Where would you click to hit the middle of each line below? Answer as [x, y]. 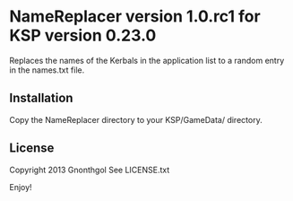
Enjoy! [21, 187]
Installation [41, 98]
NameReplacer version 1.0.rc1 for [135, 17]
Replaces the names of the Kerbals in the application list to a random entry [147, 60]
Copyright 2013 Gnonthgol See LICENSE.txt [90, 170]
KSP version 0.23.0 [83, 35]
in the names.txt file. [47, 70]
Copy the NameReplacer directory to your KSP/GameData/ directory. [136, 119]
